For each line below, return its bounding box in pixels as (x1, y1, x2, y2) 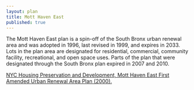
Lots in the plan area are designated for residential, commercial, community (6, 48, 189, 55)
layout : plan (6, 8, 38, 15)
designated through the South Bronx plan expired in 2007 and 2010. (6, 60, 170, 67)
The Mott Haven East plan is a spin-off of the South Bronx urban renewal (6, 36, 182, 43)
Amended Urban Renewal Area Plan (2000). (6, 78, 113, 85)
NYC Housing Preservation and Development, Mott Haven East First (6, 71, 170, 79)
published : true (6, 19, 46, 25)
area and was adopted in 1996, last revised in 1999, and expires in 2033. (6, 41, 181, 49)
